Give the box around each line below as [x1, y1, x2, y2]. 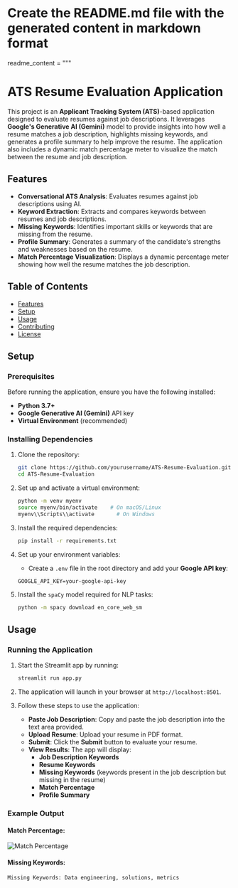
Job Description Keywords [38, 753, 119, 761]
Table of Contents [7, 281, 89, 293]
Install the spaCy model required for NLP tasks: [17, 590, 153, 599]
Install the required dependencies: [17, 523, 119, 532]
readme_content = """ [7, 58, 72, 67]
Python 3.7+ [17, 402, 55, 410]
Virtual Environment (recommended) [17, 417, 128, 425]
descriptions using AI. [17, 199, 82, 208]
